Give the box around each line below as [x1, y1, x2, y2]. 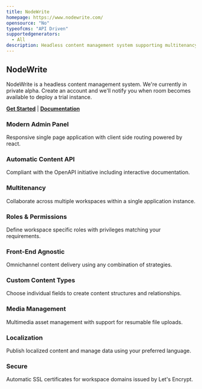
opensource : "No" [6, 20, 50, 26]
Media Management [6, 305, 66, 313]
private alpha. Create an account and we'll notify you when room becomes [6, 87, 191, 94]
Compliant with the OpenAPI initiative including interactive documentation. [6, 169, 191, 176]
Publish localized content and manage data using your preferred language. [6, 347, 191, 355]
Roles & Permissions [6, 212, 67, 221]
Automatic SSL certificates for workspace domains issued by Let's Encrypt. [6, 376, 194, 383]
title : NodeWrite [6, 8, 50, 15]
